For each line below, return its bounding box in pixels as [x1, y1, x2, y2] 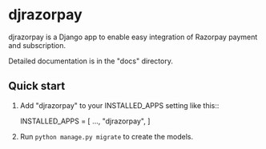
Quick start [8, 79, 66, 93]
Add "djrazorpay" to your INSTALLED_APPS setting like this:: [19, 100, 220, 110]
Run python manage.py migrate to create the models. [19, 131, 194, 141]
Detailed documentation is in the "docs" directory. [8, 56, 174, 66]
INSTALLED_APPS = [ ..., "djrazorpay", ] [19, 116, 151, 126]
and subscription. [8, 40, 66, 50]
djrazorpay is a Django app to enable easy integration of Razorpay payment [8, 32, 258, 42]
